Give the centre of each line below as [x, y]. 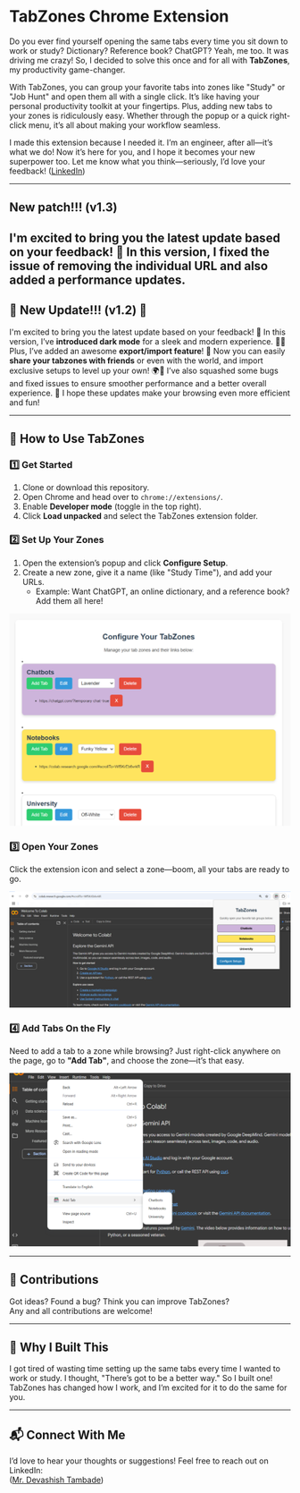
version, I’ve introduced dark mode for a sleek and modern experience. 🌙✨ [147, 341]
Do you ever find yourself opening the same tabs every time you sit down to [149, 41]
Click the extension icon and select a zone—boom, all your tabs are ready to [150, 870]
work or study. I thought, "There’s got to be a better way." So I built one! [141, 1378]
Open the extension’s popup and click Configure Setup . [125, 563]
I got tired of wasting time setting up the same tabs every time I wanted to [145, 1369]
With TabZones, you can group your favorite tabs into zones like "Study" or [147, 87]
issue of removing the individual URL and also [139, 266]
